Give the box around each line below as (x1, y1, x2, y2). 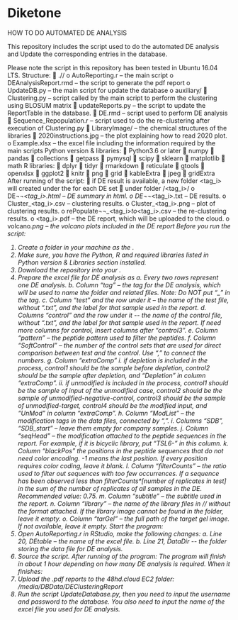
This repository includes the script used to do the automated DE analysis (7, 42, 220, 50)
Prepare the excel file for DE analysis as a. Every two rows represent (17, 273, 219, 282)
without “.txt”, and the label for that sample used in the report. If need (17, 318, 222, 327)
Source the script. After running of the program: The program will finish (17, 552, 227, 560)
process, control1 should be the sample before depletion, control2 (17, 363, 210, 372)
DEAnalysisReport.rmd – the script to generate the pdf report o (7, 78, 191, 87)
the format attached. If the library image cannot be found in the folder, (17, 506, 224, 515)
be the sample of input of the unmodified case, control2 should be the (17, 386, 223, 394)
